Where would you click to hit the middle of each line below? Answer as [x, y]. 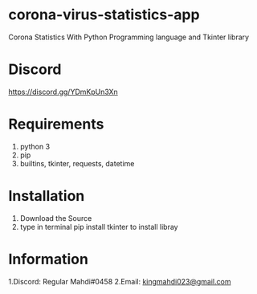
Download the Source [56, 218]
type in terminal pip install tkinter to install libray [99, 227]
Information [48, 259]
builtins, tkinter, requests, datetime [77, 163]
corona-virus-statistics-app [104, 15]
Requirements [56, 124]
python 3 [35, 146]
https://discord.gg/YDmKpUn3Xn [63, 92]
